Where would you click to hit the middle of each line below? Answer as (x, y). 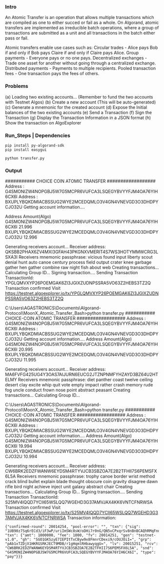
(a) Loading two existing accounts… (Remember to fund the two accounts (79, 97)
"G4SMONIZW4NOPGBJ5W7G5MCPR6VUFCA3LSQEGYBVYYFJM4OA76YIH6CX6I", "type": (81, 552)
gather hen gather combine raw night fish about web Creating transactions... (82, 267)
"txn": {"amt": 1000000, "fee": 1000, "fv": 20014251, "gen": (70, 535)
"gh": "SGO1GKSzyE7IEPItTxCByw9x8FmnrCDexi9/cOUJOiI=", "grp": (86, 540)
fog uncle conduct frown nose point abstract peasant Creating (68, 390)
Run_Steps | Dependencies (38, 135)
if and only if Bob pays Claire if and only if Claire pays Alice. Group (72, 53)
